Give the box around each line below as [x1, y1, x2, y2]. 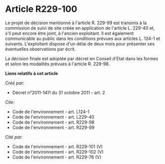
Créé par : [5, 80, 25, 86]
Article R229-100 [5, 3, 78, 15]
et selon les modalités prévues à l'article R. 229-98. [5, 61, 110, 67]
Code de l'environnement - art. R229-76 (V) [12, 154, 102, 160]
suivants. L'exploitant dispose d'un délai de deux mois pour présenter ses [5, 41, 155, 46]
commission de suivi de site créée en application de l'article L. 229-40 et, [5, 25, 155, 31]
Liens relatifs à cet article [5, 70, 58, 76]
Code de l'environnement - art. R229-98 [12, 119, 95, 125]
